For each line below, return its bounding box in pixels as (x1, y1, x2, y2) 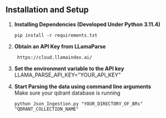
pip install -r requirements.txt (14, 32, 98, 38)
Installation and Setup (5, 5, 89, 15)
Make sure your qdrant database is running (14, 89, 121, 96)
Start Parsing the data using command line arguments (14, 83, 152, 90)
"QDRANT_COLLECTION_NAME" (14, 106, 79, 112)
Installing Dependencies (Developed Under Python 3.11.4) (14, 20, 161, 28)
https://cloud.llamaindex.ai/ (17, 54, 93, 60)
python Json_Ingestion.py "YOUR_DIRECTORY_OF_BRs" (14, 101, 143, 107)
